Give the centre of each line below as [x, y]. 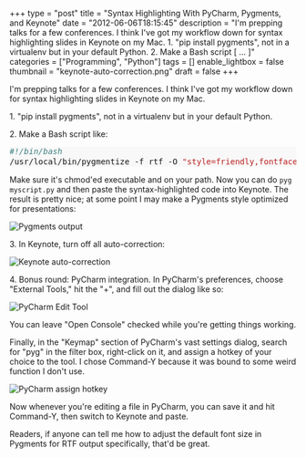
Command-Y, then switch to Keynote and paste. [99, 416]
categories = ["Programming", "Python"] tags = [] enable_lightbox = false [147, 62]
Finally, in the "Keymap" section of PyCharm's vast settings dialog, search [148, 342]
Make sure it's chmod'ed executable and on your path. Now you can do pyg [151, 180]
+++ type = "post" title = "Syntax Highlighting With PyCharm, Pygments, [145, 13]
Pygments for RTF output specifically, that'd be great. [110, 443]
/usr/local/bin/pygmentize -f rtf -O [94, 161]
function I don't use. [47, 371]
